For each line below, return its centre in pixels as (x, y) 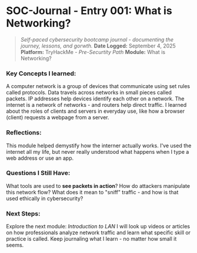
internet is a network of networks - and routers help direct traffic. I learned (96, 105)
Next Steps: (23, 214)
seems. (15, 245)
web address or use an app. (40, 158)
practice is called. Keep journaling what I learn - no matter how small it (91, 239)
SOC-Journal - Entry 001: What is (89, 11)
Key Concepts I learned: (41, 73)
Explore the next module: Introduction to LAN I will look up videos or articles (98, 227)
